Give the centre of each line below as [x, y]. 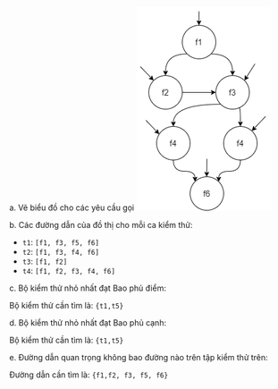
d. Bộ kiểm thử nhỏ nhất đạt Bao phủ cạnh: [88, 323]
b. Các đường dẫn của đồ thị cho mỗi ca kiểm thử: [101, 225]
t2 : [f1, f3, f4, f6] [61, 252]
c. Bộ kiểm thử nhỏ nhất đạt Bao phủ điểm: [88, 288]
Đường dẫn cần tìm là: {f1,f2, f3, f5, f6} [88, 375]
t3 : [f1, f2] [45, 261]
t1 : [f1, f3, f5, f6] [61, 242]
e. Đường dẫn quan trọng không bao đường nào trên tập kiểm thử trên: [139, 357]
